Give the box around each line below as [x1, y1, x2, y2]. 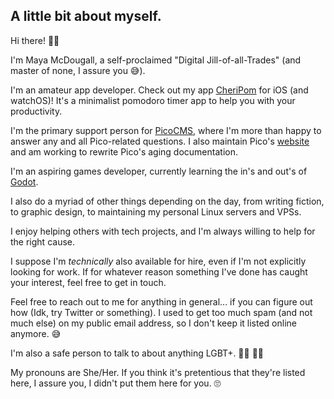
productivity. [10, 105, 63, 117]
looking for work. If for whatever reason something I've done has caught [10, 265, 308, 278]
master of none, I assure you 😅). [10, 64, 146, 76]
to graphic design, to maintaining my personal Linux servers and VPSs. [10, 205, 302, 218]
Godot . [10, 175, 39, 188]
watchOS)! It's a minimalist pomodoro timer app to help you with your [10, 94, 296, 106]
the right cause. [10, 235, 75, 248]
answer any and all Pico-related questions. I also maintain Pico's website [10, 135, 310, 147]
